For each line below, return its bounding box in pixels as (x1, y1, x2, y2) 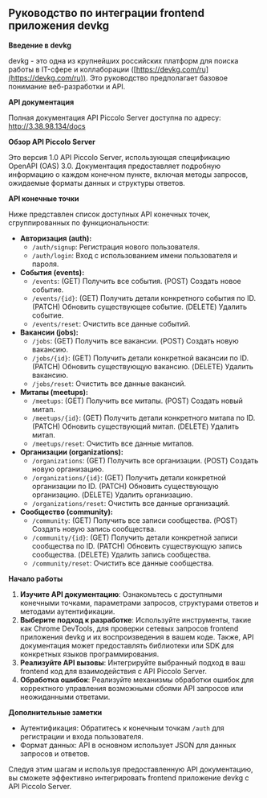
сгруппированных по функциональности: (8, 217, 150, 228)
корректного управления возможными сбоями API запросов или (19, 683, 244, 693)
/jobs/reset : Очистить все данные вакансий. (31, 378, 187, 389)
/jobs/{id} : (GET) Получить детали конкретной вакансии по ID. (31, 353, 249, 363)
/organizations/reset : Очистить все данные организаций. (31, 498, 230, 508)
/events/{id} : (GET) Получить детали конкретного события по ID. (31, 293, 257, 302)
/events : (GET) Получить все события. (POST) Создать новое (31, 276, 242, 286)
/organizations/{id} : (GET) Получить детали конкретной (31, 472, 227, 482)
